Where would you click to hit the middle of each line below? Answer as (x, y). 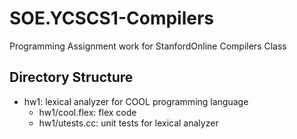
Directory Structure (71, 77)
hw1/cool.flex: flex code (87, 112)
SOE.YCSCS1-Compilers (112, 18)
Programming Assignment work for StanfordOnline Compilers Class (148, 46)
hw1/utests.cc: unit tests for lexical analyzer (128, 123)
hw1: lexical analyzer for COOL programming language (136, 101)
